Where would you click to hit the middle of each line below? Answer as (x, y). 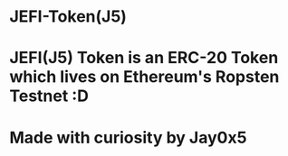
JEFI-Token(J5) (68, 17)
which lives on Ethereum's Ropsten (144, 77)
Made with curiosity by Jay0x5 (128, 138)
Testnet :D (49, 96)
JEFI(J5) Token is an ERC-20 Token (144, 58)
